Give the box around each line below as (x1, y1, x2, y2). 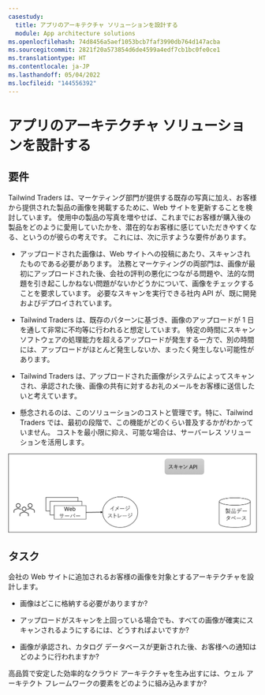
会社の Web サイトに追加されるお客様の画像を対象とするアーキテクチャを (8, 572, 248, 581)
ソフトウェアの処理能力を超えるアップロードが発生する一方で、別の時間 (19, 334, 255, 344)
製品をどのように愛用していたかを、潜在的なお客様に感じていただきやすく (8, 222, 250, 232)
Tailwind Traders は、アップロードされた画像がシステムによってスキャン (19, 371, 255, 380)
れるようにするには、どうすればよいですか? (47, 626, 189, 635)
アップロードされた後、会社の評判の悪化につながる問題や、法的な (33, 268, 248, 278)
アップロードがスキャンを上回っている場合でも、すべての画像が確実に (19, 615, 247, 625)
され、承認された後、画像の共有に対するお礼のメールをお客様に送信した (19, 381, 255, 390)
